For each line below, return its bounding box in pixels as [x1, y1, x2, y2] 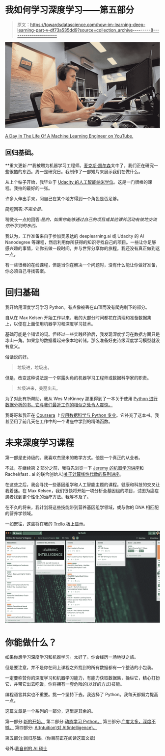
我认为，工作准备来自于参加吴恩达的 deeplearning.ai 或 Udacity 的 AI [5, 233, 144, 239]
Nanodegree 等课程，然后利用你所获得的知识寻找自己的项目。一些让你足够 [5, 239, 156, 245]
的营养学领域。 [5, 510, 35, 516]
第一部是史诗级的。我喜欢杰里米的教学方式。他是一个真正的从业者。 [5, 455, 143, 460]
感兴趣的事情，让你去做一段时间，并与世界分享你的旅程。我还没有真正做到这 [5, 245, 160, 251]
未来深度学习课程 [5, 437, 75, 448]
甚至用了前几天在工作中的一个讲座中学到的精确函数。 [5, 418, 113, 424]
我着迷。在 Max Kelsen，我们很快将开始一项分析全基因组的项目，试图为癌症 [5, 487, 159, 493]
